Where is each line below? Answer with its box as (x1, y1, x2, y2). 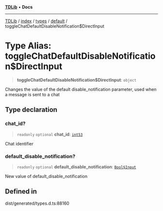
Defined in (5, 187, 37, 196)
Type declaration (5, 105, 57, 114)
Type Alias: (5, 40, 52, 52)
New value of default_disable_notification (5, 173, 88, 179)
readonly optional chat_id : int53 (16, 131, 83, 137)
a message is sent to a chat (5, 91, 60, 97)
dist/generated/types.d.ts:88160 (5, 200, 69, 206)
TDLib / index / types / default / (5, 18, 68, 24)
